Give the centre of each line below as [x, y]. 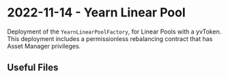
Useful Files [33, 67]
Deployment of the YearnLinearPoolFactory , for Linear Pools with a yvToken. [114, 31]
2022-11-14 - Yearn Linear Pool [96, 13]
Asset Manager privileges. [44, 46]
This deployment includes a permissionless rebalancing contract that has [110, 38]
